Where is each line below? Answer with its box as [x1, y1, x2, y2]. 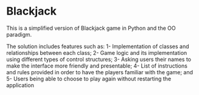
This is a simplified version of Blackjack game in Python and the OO [6, 24, 176, 32]
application [6, 81, 35, 89]
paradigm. [6, 30, 32, 38]
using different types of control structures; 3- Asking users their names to [6, 55, 192, 63]
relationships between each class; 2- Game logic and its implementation [6, 49, 187, 56]
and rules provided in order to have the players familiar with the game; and [6, 68, 194, 76]
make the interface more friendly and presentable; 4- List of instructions [6, 62, 187, 69]
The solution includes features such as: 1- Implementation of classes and [6, 43, 189, 50]
